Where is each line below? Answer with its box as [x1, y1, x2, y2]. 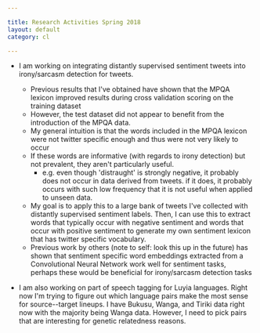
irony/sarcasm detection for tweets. [18, 70, 134, 79]
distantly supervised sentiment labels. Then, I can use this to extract [30, 209, 251, 219]
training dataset [30, 101, 81, 110]
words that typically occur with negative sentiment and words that [30, 218, 244, 227]
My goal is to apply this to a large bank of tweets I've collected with [30, 201, 248, 211]
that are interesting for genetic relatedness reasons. [18, 317, 186, 326]
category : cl [7, 33, 50, 41]
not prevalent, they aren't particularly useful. [30, 160, 174, 169]
